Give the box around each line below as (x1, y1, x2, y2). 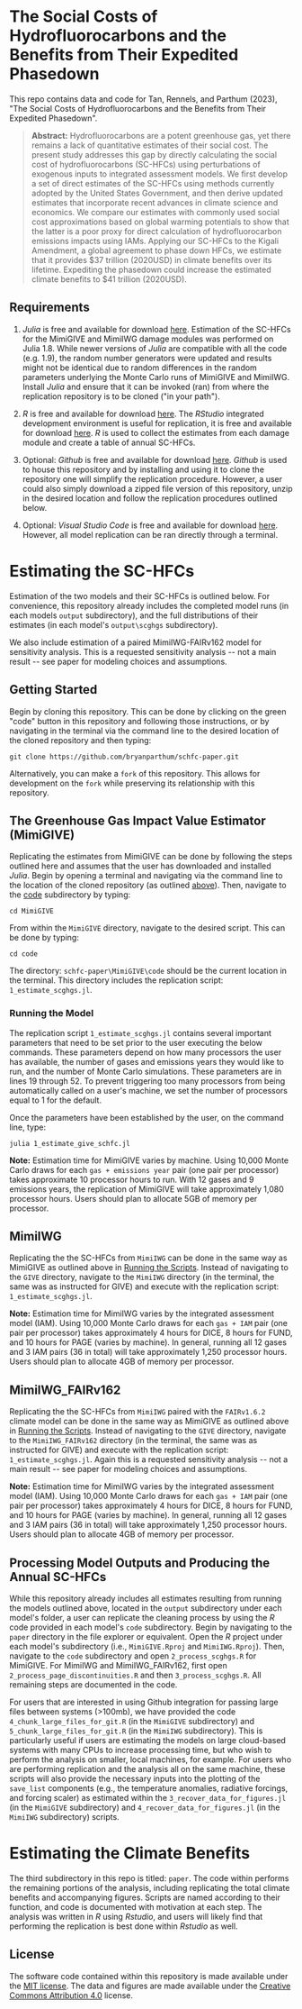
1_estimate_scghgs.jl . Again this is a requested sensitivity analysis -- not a (9, 1454, 289, 1465)
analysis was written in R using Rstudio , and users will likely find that (9, 1911, 263, 1922)
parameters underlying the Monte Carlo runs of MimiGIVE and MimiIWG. (22, 371, 290, 382)
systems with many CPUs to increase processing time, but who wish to (9, 1745, 272, 1756)
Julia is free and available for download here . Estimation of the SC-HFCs (22, 323, 291, 334)
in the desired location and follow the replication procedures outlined (22, 493, 278, 504)
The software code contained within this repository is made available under (9, 1970, 289, 1981)
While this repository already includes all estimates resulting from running (9, 1593, 282, 1604)
